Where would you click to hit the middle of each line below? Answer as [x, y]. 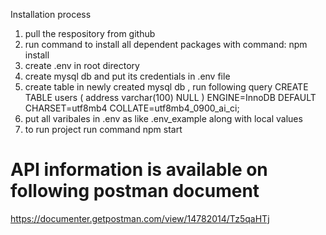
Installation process [51, 14]
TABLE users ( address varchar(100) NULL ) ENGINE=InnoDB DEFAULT [170, 97]
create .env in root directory [82, 65]
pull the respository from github [90, 33]
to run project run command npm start [103, 129]
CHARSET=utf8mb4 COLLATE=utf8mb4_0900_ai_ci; [132, 108]
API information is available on [139, 170]
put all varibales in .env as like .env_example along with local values [163, 118]
